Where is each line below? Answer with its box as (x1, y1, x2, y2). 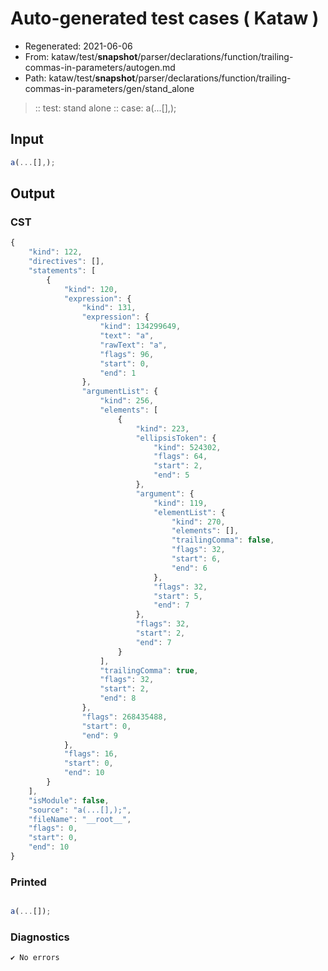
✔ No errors (10, 953, 60, 963)
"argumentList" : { (81, 387, 159, 397)
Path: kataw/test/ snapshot (24, 72, 136, 84)
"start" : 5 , (153, 591, 203, 601)
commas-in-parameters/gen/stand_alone (24, 82, 195, 94)
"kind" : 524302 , (153, 442, 222, 452)
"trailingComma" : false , (171, 535, 275, 546)
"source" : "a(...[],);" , (28, 805, 132, 815)
